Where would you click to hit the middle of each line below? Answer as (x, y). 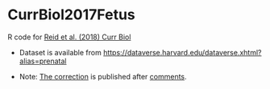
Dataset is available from (60, 52)
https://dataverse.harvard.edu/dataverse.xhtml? (182, 52)
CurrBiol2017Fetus (72, 15)
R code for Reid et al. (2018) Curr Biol (69, 37)
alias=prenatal (43, 61)
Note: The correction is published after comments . (103, 76)
